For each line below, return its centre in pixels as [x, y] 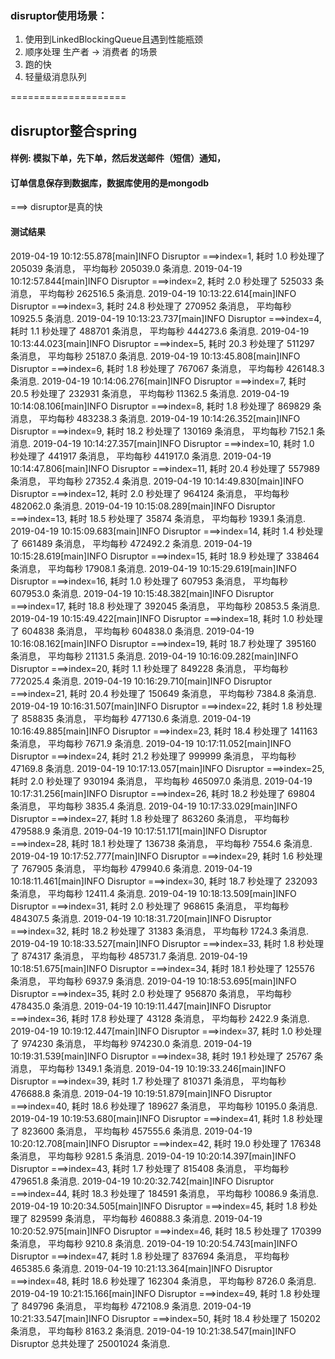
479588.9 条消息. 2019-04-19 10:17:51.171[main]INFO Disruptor [139, 831]
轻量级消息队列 [55, 77]
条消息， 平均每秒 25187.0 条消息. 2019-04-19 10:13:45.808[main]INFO [155, 356]
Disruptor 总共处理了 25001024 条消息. [90, 1343]
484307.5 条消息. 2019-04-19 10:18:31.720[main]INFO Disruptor [141, 918]
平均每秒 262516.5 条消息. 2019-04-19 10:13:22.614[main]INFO [167, 293]
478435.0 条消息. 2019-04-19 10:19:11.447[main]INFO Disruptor [141, 1006]
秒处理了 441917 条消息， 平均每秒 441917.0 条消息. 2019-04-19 [141, 456]
